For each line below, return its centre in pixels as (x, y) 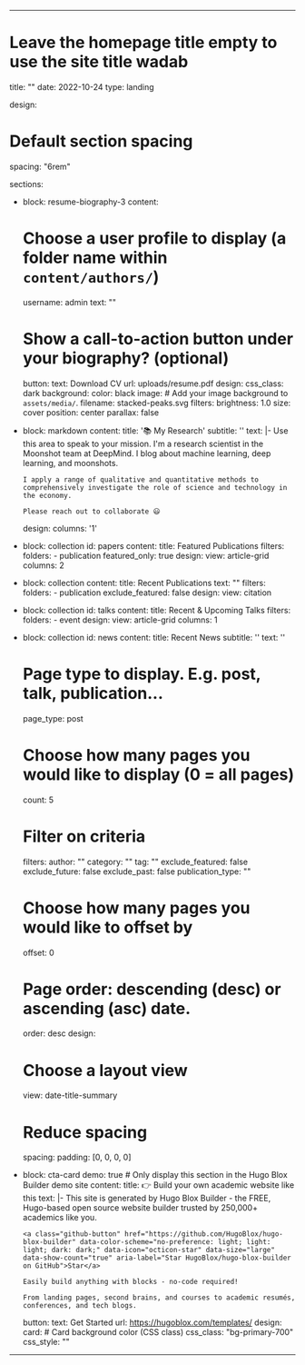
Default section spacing (101, 141)
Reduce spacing (85, 1132)
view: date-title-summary (70, 1095)
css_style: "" (46, 1342)
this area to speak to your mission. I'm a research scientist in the (143, 443)
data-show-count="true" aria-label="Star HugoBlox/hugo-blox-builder (157, 1258)
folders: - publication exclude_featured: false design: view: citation (147, 593)
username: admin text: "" (69, 302)
